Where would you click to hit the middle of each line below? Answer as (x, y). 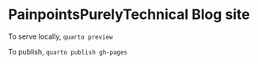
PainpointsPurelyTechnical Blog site (129, 15)
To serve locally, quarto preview (61, 36)
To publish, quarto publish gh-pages (68, 51)
